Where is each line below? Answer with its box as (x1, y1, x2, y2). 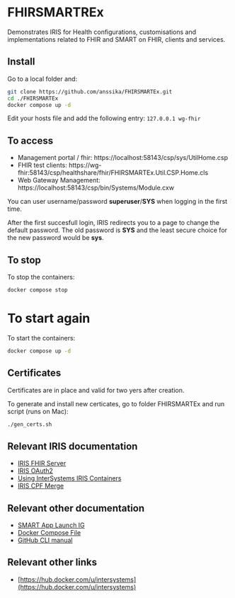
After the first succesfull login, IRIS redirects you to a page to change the (7, 219, 219, 227)
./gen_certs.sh (7, 420, 52, 428)
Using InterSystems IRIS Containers (17, 474, 122, 483)
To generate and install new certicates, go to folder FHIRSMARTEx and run (7, 399, 225, 408)
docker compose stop (7, 287, 69, 294)
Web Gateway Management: (17, 176, 101, 185)
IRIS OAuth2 (17, 466, 53, 475)
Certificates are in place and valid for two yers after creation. (7, 386, 185, 394)
